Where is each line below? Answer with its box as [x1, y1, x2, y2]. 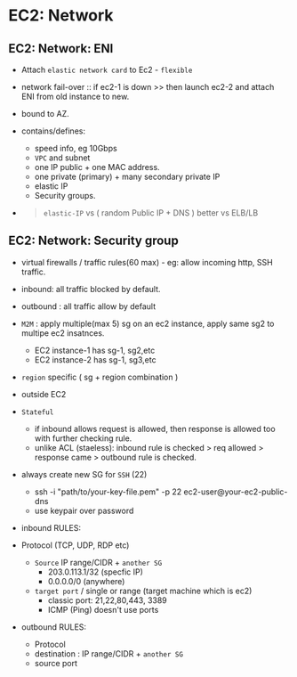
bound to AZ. [20, 109, 70, 118]
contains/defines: [20, 126, 86, 136]
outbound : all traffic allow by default [20, 300, 157, 312]
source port [34, 657, 77, 668]
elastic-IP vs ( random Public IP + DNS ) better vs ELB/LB [43, 208, 259, 218]
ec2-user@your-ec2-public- [183, 486, 288, 497]
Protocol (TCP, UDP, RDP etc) [20, 540, 130, 551]
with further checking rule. [34, 433, 132, 444]
